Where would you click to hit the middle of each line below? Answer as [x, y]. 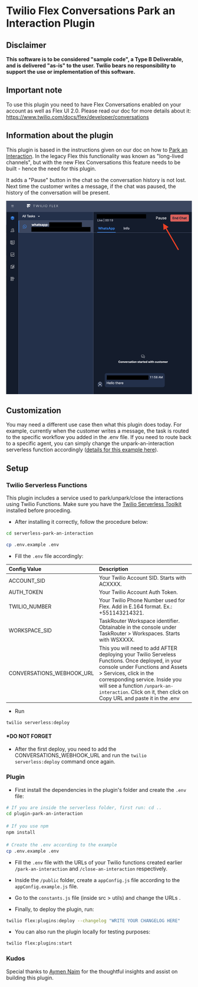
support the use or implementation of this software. [71, 72]
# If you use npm [27, 826]
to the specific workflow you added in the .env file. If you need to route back [99, 437]
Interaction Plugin [51, 23]
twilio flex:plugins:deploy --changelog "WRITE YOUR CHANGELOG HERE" [93, 920]
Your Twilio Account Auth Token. [138, 592]
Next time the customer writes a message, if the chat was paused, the [91, 186]
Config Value [25, 569]
